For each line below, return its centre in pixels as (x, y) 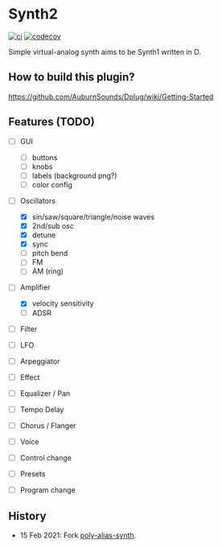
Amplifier (35, 287)
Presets (33, 474)
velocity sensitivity (63, 303)
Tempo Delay (42, 409)
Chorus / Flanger (48, 425)
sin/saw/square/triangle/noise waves (93, 216)
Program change (48, 490)
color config (52, 184)
